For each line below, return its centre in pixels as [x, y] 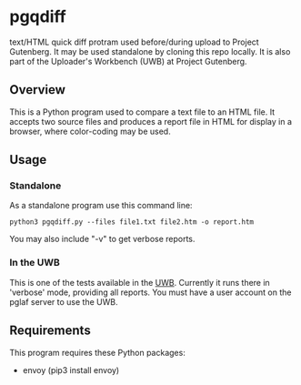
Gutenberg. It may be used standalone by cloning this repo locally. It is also [150, 51]
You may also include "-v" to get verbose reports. [102, 239]
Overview [38, 90]
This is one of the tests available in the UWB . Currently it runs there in [140, 282]
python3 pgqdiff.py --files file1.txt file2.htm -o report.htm [132, 222]
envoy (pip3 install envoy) [71, 370]
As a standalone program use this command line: [101, 206]
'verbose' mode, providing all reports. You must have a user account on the [150, 292]
